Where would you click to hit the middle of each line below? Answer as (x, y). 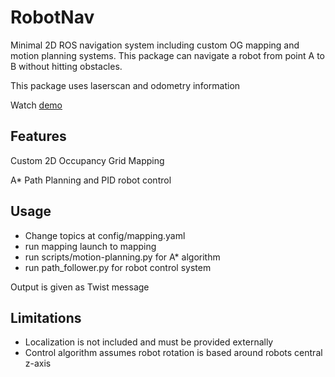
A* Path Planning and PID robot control (91, 180)
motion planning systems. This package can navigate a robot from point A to (167, 55)
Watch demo (36, 105)
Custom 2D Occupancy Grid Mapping (87, 160)
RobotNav (52, 17)
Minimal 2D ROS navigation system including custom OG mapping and (155, 45)
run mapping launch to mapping (90, 246)
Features (38, 136)
